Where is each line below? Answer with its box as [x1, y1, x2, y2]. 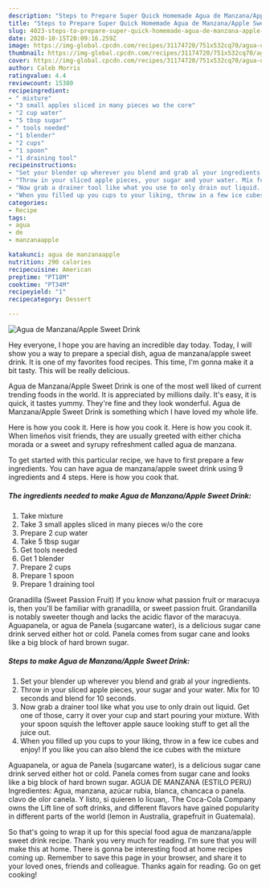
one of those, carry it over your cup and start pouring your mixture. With [19, 710, 260, 720]
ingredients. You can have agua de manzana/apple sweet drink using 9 [8, 464, 243, 473]
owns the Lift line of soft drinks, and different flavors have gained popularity [8, 803, 260, 812]
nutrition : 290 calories [8, 258, 92, 266]
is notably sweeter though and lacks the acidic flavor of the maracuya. [8, 612, 241, 622]
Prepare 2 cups [19, 562, 72, 572]
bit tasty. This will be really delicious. [8, 366, 130, 375]
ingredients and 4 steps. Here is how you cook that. [8, 472, 179, 482]
